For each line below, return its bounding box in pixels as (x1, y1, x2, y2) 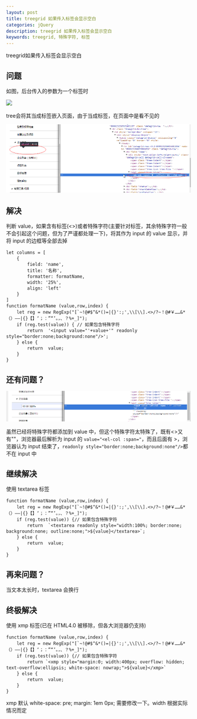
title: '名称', (27, 268, 63, 274)
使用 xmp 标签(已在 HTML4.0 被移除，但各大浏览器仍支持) (6, 622, 147, 629)
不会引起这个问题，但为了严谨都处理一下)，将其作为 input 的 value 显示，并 (6, 230, 188, 237)
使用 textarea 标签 (6, 485, 50, 492)
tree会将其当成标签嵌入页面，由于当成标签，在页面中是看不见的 (6, 112, 159, 119)
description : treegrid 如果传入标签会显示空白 (6, 28, 113, 34)
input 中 (17, 450, 37, 457)
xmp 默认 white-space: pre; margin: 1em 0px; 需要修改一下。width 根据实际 (6, 700, 188, 706)
